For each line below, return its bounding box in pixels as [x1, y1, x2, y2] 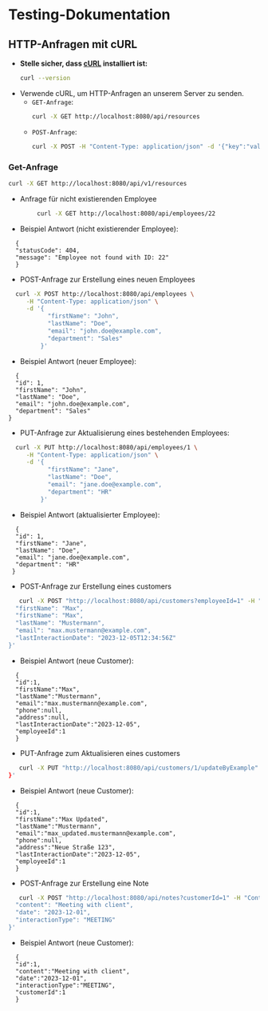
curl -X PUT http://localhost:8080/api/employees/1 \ [15, 443, 198, 451]
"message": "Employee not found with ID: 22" [15, 254, 170, 262]
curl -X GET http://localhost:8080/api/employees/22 [37, 210, 216, 218]
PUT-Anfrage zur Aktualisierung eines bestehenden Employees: [19, 428, 230, 438]
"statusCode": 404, [15, 246, 81, 254]
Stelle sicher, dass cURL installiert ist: [19, 58, 148, 68]
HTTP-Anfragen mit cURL [8, 38, 138, 51]
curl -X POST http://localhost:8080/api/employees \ [15, 290, 195, 298]
